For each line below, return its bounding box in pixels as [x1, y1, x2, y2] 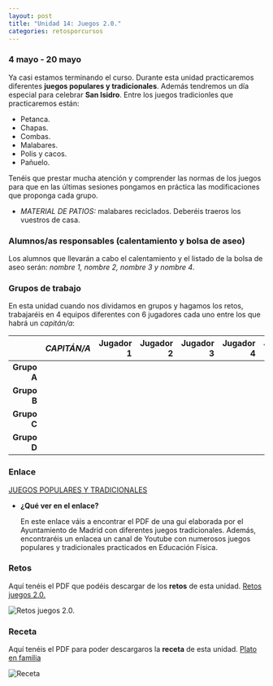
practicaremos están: [8, 98, 80, 108]
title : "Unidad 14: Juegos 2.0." [8, 20, 122, 28]
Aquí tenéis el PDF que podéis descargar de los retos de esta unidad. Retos [8, 581, 262, 591]
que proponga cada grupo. [8, 190, 99, 200]
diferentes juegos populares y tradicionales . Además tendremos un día [8, 81, 249, 90]
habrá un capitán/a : [8, 318, 76, 328]
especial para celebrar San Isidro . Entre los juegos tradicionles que [8, 90, 234, 99]
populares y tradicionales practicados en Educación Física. [19, 542, 218, 552]
